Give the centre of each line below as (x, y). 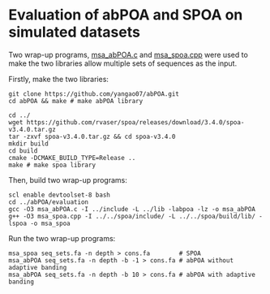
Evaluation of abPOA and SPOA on (126, 15)
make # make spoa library (52, 165)
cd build (23, 151)
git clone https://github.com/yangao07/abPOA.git (94, 94)
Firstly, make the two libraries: (59, 79)
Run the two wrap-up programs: (62, 238)
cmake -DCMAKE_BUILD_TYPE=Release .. (72, 158)
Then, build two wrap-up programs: (68, 179)
